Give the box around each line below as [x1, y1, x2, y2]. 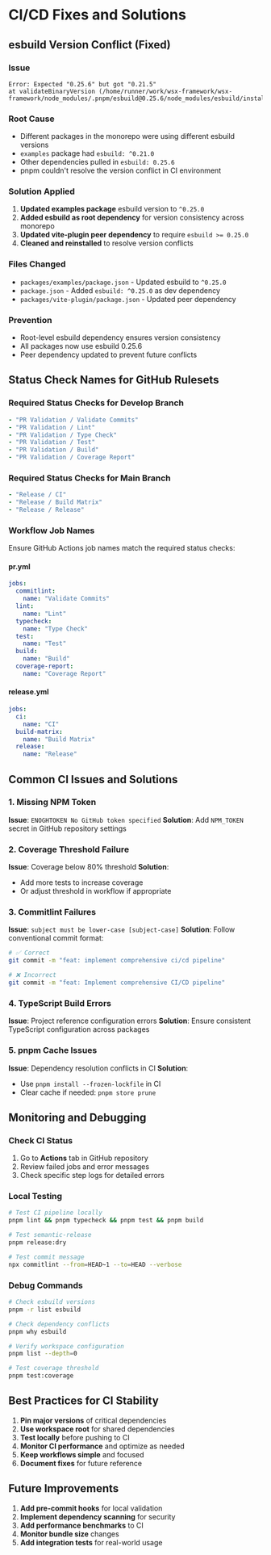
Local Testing [8, 1191, 63, 1202]
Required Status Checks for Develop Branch [8, 397, 184, 409]
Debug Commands [8, 1280, 83, 1291]
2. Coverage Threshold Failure [8, 844, 130, 855]
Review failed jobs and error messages [19, 1162, 150, 1171]
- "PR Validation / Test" [8, 438, 95, 446]
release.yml [8, 687, 49, 697]
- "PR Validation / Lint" [8, 423, 95, 431]
